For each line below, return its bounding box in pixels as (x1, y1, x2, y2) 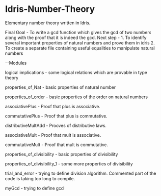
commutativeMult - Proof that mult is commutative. (5, 142, 108, 148)
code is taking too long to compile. (5, 175, 75, 181)
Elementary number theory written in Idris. (5, 20, 91, 26)
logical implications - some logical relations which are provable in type (5, 69, 147, 75)
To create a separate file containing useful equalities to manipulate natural (5, 45, 155, 51)
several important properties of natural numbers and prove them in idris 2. (5, 39, 155, 45)
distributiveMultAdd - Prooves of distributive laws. (5, 122, 107, 128)
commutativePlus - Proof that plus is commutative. (5, 113, 107, 119)
